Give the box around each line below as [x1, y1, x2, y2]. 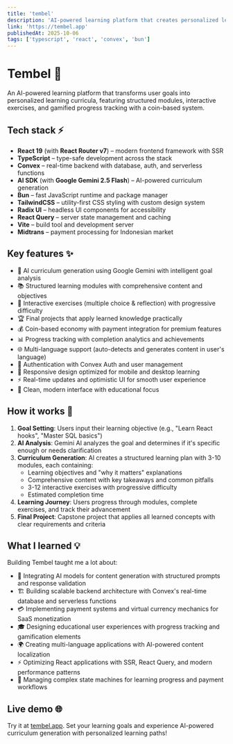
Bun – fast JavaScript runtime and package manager [17, 190, 169, 199]
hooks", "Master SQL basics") [17, 431, 103, 440]
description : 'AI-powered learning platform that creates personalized [7, 17, 218, 24]
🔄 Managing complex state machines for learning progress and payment [17, 675, 224, 684]
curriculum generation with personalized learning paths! [7, 729, 168, 737]
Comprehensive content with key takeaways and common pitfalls [27, 475, 214, 483]
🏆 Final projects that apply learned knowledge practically [17, 314, 182, 322]
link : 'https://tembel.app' [7, 23, 89, 30]
